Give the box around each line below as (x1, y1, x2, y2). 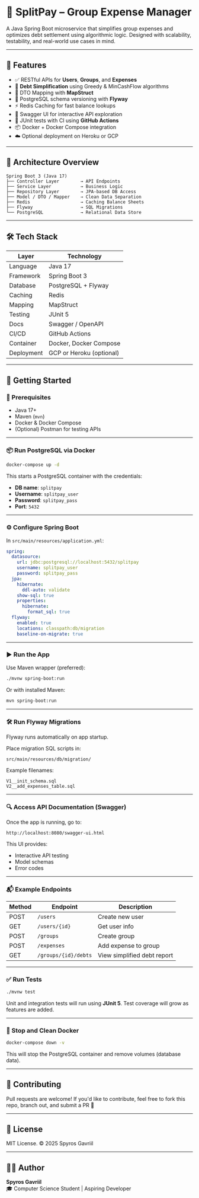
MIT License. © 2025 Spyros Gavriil (6, 1140, 94, 1147)
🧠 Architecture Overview (6, 157, 99, 168)
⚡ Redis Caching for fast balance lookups (14, 102, 116, 109)
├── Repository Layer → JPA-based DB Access (6, 189, 136, 194)
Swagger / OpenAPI (48, 320, 104, 328)
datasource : (11, 554, 41, 560)
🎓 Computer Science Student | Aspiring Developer (6, 1185, 131, 1192)
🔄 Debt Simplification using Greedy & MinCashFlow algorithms (14, 82, 169, 90)
